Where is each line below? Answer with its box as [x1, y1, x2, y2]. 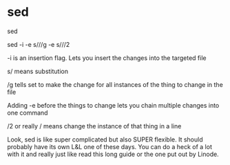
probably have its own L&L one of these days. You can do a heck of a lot [7, 142, 212, 151]
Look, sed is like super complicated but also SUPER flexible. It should [7, 135, 203, 144]
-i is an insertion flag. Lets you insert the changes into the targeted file [7, 53, 207, 62]
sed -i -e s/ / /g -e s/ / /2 [7, 40, 70, 48]
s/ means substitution [7, 67, 69, 75]
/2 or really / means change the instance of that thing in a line [7, 122, 182, 130]
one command [7, 108, 48, 117]
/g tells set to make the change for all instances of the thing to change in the [7, 80, 224, 88]
